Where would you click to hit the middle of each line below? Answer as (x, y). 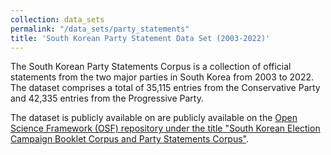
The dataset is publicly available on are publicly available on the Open (154, 118)
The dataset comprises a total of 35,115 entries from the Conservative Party (165, 88)
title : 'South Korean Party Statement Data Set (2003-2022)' (140, 38)
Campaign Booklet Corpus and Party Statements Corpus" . (130, 139)
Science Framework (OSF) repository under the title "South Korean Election (165, 128)
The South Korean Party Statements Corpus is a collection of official (151, 67)
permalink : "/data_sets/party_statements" (100, 29)
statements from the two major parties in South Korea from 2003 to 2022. (162, 77)
